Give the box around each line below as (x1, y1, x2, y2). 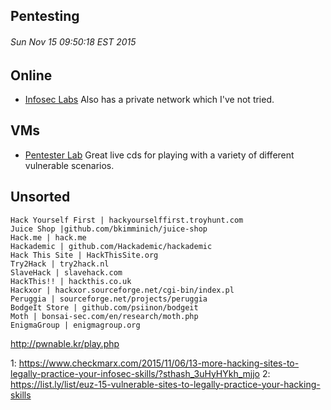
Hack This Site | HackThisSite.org (10, 250, 159, 260)
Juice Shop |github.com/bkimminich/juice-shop (10, 224, 208, 234)
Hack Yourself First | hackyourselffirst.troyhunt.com (10, 215, 244, 225)
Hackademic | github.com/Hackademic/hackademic (10, 241, 213, 251)
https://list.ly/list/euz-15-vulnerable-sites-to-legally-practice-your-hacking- (10, 378, 321, 390)
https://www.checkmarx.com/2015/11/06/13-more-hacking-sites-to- (18, 357, 300, 369)
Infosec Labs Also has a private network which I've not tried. (24, 94, 275, 106)
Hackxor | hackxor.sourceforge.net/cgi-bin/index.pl (10, 285, 235, 295)
